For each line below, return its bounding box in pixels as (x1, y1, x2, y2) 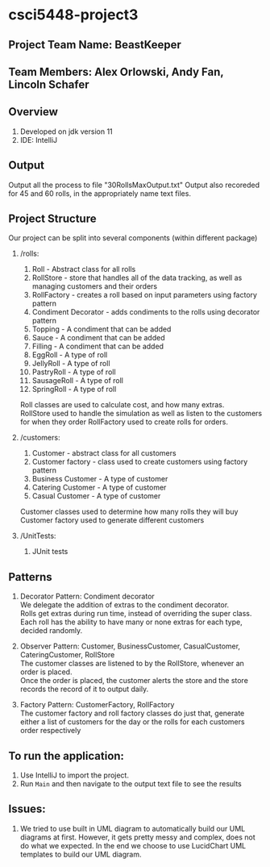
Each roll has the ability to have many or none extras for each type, (19, 617, 243, 627)
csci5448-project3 (8, 6, 139, 24)
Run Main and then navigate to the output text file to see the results (19, 779, 242, 789)
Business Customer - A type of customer (31, 474, 168, 484)
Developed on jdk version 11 (19, 127, 113, 136)
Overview (8, 105, 59, 119)
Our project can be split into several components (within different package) (8, 233, 258, 243)
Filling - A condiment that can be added (31, 341, 164, 352)
